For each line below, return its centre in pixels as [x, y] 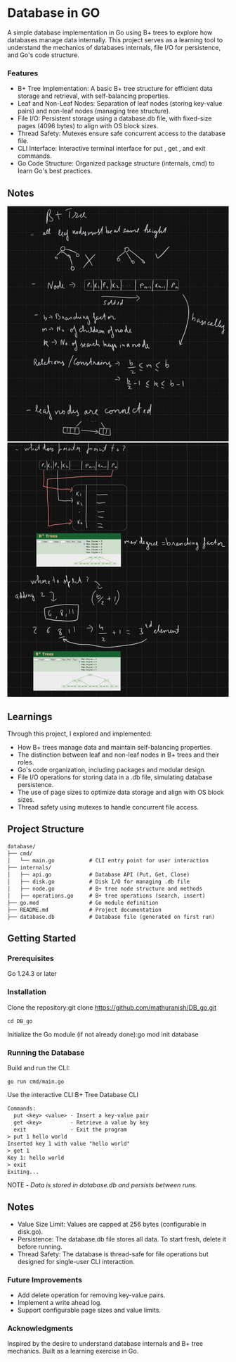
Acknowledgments [40, 1328]
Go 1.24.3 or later [32, 974]
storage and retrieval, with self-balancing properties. [93, 96]
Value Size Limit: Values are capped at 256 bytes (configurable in [112, 1224]
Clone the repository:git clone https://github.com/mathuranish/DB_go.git [112, 1007]
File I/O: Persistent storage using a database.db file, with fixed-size [114, 118]
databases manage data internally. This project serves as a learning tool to [115, 39]
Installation [27, 992]
